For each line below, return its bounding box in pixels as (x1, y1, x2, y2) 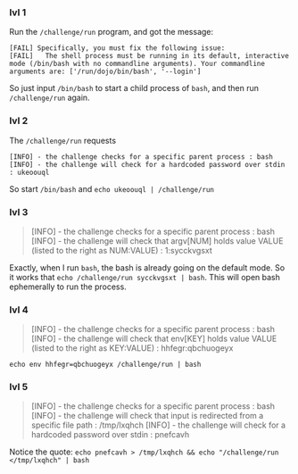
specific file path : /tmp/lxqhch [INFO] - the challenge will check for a (30, 420, 286, 430)
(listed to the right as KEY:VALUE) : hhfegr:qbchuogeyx (30, 343, 234, 353)
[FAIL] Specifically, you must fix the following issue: (9, 44, 226, 53)
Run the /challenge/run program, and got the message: (9, 27, 214, 37)
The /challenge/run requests (9, 135, 117, 146)
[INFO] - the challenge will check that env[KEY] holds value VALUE (30, 333, 277, 345)
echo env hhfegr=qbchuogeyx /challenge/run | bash (9, 360, 202, 370)
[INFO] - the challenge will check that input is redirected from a (30, 411, 264, 421)
